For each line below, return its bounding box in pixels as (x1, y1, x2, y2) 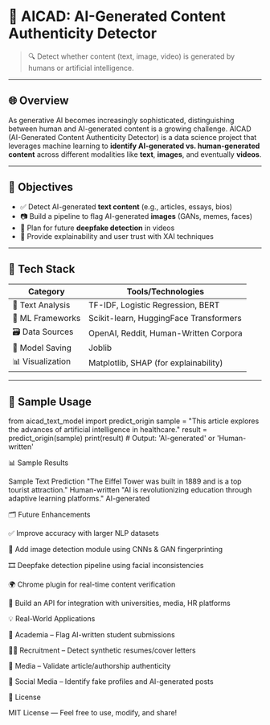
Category (27, 286, 66, 297)
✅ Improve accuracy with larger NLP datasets (8, 529, 159, 538)
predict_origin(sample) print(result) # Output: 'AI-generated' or (8, 434, 215, 443)
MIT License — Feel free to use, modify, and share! (8, 708, 178, 718)
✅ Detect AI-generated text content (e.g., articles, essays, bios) (19, 201, 233, 212)
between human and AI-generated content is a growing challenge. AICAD (8, 124, 252, 134)
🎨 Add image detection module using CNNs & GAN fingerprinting (8, 545, 223, 554)
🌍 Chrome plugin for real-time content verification (8, 579, 176, 590)
